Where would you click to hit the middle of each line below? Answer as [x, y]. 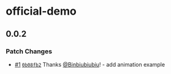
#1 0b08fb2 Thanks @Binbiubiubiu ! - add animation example [90, 64]
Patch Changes [29, 51]
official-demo [41, 11]
